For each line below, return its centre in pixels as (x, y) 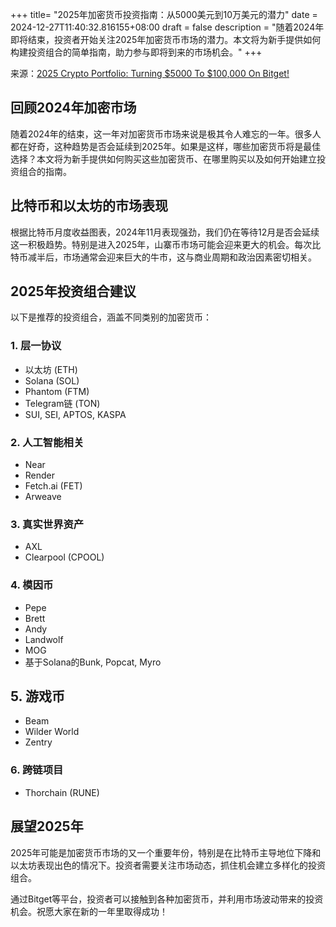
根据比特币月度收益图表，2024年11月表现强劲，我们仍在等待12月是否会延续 (165, 232)
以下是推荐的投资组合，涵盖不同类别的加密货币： (111, 317)
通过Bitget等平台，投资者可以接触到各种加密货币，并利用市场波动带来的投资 (167, 899)
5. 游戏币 (37, 696)
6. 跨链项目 (37, 770)
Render (40, 475)
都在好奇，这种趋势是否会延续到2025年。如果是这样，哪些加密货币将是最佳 (166, 146)
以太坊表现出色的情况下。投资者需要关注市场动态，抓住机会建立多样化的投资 (168, 865)
